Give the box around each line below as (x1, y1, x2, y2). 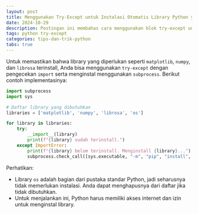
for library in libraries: (6, 121, 72, 127)
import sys (6, 93, 33, 99)
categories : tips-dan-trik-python (6, 36, 91, 42)
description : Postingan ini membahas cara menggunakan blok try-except (6, 25, 186, 31)
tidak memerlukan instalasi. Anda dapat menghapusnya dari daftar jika (14, 181, 186, 189)
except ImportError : (16, 142, 67, 148)
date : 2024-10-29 (6, 20, 49, 25)
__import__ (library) (27, 131, 78, 138)
